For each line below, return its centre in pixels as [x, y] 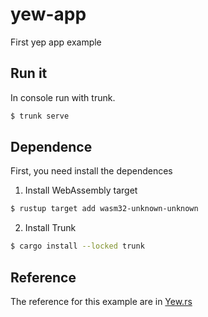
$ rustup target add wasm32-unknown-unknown [104, 209]
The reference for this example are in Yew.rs [101, 301]
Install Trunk [50, 228]
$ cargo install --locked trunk [77, 246]
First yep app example [56, 42]
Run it [29, 73]
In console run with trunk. [63, 97]
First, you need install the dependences [91, 171]
